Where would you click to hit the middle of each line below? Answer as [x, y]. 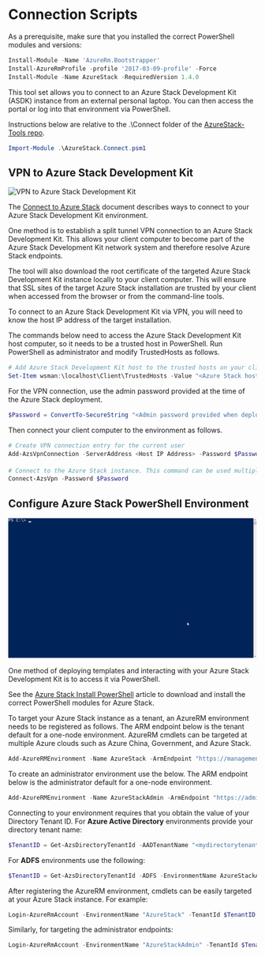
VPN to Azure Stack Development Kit [101, 173]
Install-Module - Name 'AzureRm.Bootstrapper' [84, 60]
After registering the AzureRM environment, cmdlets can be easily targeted [130, 891]
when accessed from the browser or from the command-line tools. [116, 296]
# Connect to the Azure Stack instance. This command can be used [119, 471]
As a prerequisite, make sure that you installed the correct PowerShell [121, 36]
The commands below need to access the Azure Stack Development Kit [125, 335]
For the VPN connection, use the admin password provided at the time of [127, 391]
